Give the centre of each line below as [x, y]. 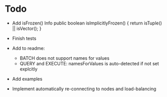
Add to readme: [29, 48]
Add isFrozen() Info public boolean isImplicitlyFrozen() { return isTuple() [87, 23]
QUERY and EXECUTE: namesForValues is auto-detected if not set [89, 63]
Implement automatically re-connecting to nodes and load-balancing [84, 89]
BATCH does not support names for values [65, 58]
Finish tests [24, 38]
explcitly [29, 69]
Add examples [27, 79]
